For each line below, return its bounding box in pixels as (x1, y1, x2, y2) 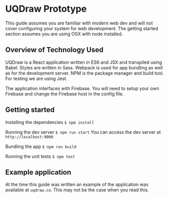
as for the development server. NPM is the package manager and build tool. (5, 70, 164, 76)
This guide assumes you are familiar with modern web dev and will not (5, 20, 153, 26)
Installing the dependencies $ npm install (5, 119, 94, 125)
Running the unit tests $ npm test (5, 153, 75, 159)
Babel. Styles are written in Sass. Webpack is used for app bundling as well (5, 64, 163, 70)
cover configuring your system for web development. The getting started (5, 25, 158, 31)
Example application (5, 168, 71, 177)
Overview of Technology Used (5, 45, 103, 54)
